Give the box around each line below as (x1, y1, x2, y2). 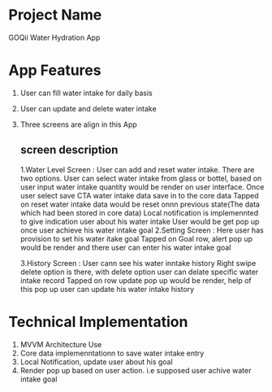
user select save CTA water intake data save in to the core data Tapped (19, 190, 259, 200)
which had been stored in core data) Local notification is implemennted (19, 207, 259, 217)
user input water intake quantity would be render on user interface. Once (19, 181, 265, 192)
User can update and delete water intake (19, 103, 157, 113)
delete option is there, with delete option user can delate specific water (19, 267, 259, 277)
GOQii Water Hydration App (8, 33, 101, 42)
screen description (19, 143, 119, 157)
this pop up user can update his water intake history (19, 284, 195, 294)
